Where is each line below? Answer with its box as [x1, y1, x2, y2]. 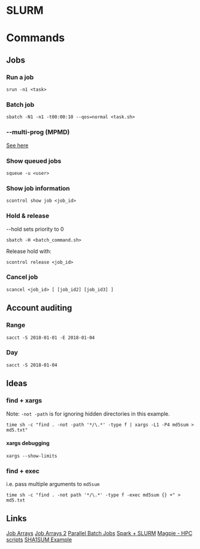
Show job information [6, 184, 70, 192]
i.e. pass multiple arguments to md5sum [6, 481, 100, 488]
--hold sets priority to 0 [6, 225, 64, 232]
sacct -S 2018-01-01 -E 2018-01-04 [6, 335, 95, 341]
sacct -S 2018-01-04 [6, 362, 58, 368]
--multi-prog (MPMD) [6, 128, 70, 136]
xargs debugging [6, 440, 50, 447]
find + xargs [6, 396, 43, 405]
